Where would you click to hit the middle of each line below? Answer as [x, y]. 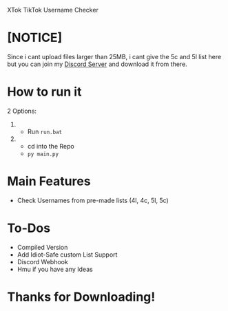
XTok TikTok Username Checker [53, 10]
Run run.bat [45, 131]
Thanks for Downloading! [81, 297]
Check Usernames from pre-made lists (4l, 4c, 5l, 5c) [93, 200]
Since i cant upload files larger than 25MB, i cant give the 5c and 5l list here [114, 56]
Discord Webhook [43, 261]
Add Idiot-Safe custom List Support [67, 255]
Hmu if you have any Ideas [55, 269]
